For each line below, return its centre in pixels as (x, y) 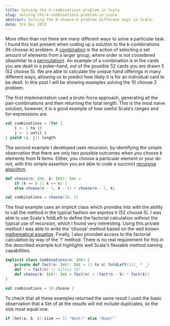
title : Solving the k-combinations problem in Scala (63, 10)
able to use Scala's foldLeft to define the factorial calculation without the (82, 218)
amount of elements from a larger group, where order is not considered (80, 55)
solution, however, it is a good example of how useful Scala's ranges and (82, 108)
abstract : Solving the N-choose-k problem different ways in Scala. (80, 19)
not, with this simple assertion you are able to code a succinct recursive (81, 164)
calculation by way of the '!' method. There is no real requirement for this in (84, 240)
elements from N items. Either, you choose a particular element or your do (83, 158)
